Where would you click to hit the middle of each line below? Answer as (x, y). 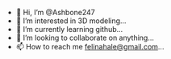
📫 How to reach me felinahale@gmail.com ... (90, 47)
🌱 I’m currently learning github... (69, 29)
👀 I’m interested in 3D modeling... (71, 21)
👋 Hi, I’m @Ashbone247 (55, 12)
